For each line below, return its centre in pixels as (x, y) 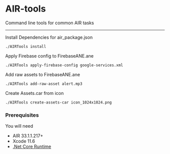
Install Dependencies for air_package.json (49, 37)
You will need (19, 126)
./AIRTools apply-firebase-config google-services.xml (64, 65)
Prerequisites (22, 115)
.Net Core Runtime (32, 146)
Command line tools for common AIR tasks (50, 23)
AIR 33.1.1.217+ (28, 136)
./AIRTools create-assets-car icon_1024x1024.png (59, 102)
